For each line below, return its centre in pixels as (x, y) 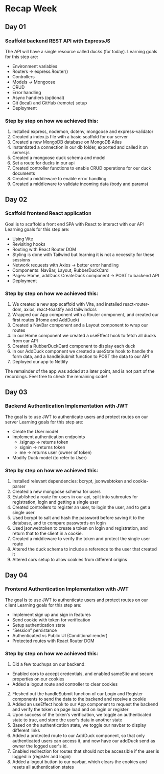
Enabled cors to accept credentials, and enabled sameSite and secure (83, 674)
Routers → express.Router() (40, 71)
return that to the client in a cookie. (47, 533)
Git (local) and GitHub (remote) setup (49, 103)
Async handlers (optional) (38, 97)
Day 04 (16, 575)
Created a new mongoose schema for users (57, 492)
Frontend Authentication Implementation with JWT (67, 589)
